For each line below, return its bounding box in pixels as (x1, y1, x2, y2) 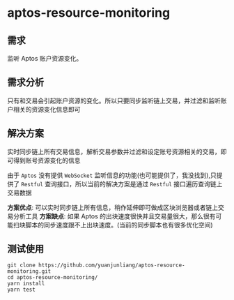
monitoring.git (7, 268, 52, 275)
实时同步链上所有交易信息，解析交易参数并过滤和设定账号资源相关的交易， (7, 147, 221, 156)
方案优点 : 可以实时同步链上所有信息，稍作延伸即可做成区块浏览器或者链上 (7, 203, 218, 211)
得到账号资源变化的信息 (13, 156, 81, 165)
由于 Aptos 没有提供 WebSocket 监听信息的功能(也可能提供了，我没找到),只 (7, 171, 217, 179)
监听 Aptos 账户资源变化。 (7, 54, 83, 62)
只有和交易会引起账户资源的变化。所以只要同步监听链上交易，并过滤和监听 (7, 96, 221, 105)
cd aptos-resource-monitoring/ (7, 274, 98, 281)
